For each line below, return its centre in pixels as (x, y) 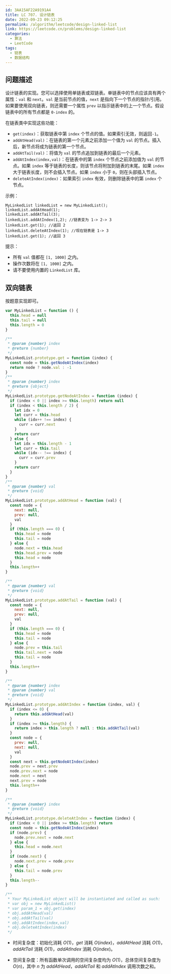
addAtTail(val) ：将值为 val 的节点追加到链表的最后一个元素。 (78, 153)
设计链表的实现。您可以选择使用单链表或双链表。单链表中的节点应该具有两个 (85, 93)
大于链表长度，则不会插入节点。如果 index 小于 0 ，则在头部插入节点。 (86, 172)
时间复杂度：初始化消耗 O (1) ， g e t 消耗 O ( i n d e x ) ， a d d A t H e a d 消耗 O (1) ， (89, 943)
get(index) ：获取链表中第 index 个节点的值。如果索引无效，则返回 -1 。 (87, 134)
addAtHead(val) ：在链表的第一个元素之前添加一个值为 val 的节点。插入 (87, 140)
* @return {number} (28, 348)
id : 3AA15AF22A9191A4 (28, 10)
